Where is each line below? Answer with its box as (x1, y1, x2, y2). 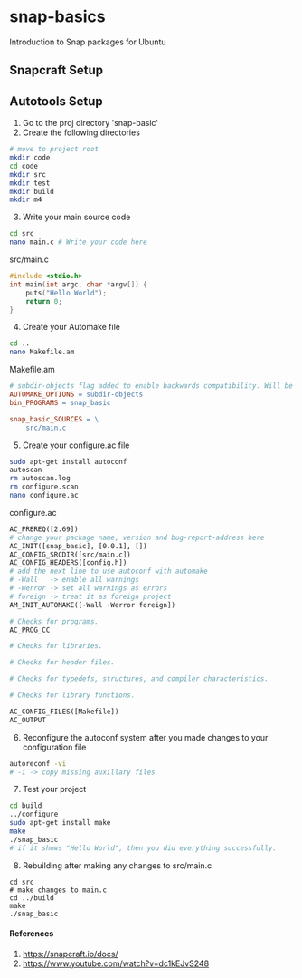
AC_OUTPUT (9, 715, 47, 724)
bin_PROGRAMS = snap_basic (9, 398, 111, 407)
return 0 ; (25, 296, 63, 305)
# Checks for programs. (9, 616, 99, 626)
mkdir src (9, 169, 47, 179)
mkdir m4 (9, 195, 42, 205)
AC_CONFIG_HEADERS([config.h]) (9, 558, 127, 567)
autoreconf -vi (9, 759, 67, 768)
